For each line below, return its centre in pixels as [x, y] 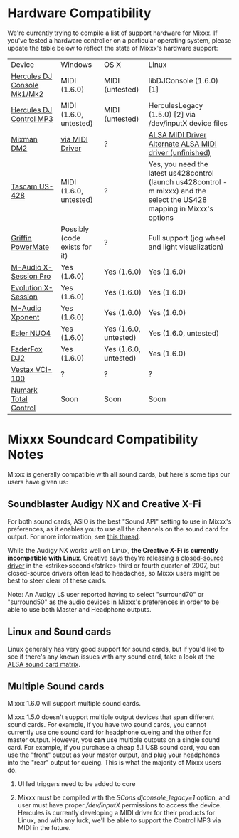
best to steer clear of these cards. [57, 580]
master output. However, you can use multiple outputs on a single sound [114, 740]
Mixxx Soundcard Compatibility [103, 440]
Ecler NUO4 [31, 333]
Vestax [22, 369]
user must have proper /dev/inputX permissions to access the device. [119, 805]
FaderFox [27, 349]
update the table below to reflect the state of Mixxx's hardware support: [113, 48]
